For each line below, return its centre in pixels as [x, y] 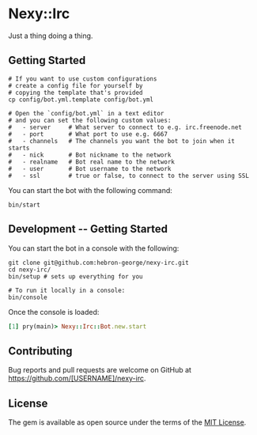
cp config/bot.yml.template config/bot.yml [81, 100]
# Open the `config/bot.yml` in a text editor [86, 113]
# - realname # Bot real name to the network [92, 162]
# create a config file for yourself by [76, 85]
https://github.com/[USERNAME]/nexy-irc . [77, 378]
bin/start [25, 205]
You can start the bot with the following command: [90, 190]
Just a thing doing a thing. [51, 36]
